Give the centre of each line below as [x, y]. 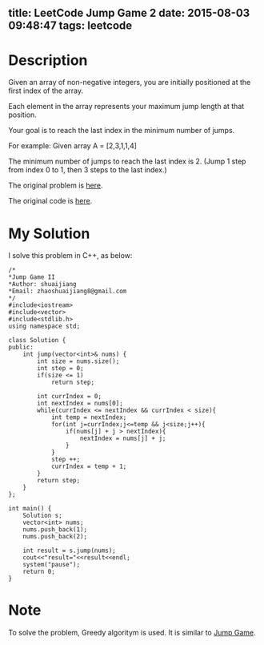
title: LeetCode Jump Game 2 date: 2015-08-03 [129, 13]
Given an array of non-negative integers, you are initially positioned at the [130, 83]
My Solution [49, 234]
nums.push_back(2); [55, 537]
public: [21, 348]
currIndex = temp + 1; [89, 467]
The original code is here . [50, 201]
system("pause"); [52, 565]
